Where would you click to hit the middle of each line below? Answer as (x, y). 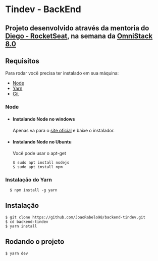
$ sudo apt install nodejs (41, 162)
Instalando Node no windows (44, 119)
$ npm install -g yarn (34, 190)
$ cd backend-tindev (27, 221)
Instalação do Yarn (29, 179)
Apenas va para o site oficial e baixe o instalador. (64, 130)
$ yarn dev (17, 253)
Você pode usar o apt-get (39, 153)
